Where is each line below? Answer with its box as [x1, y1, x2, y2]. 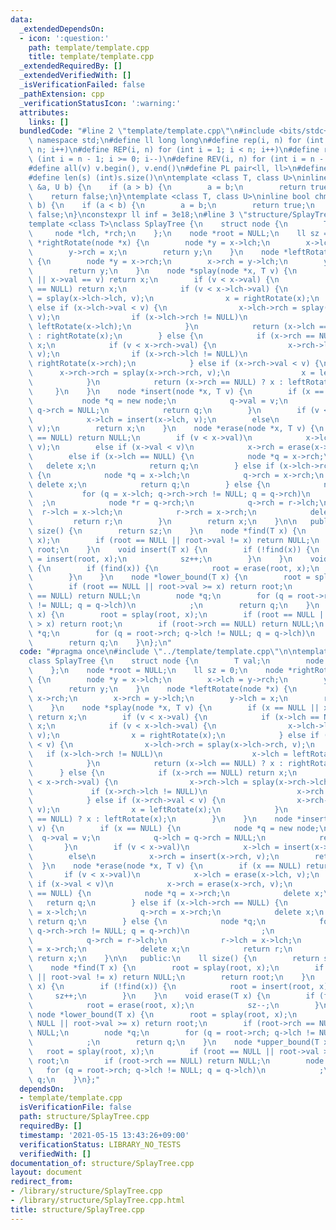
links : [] [28, 117, 70, 127]
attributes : [19, 107, 70, 118]
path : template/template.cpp [28, 42, 150, 53]
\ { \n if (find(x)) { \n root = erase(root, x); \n [28, 563, 320, 573]
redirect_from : [10, 1177, 74, 1187]
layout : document [10, 1167, 83, 1178]
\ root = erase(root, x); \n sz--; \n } [28, 1000, 320, 1010]
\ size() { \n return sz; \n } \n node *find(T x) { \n [28, 526, 307, 536]
